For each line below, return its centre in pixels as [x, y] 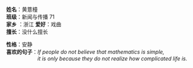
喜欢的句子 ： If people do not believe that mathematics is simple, [85, 52]
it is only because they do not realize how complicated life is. [113, 58]
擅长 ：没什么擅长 [27, 32]
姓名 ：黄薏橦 [22, 9]
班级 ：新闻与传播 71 [30, 17]
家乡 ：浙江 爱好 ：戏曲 [34, 24]
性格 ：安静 [19, 44]
